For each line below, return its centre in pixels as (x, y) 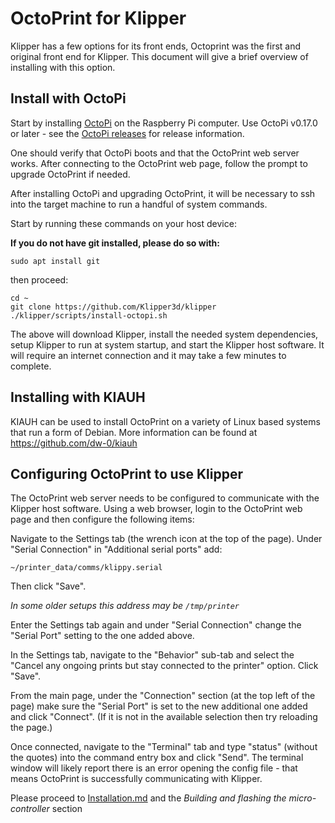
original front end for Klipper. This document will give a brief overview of (159, 56)
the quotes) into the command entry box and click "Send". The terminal (157, 758)
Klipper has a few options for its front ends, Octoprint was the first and (156, 46)
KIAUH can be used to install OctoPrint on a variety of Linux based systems (165, 421)
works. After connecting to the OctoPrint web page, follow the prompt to (159, 163)
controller (30, 809)
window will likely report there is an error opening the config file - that (154, 768)
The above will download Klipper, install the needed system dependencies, (164, 334)
